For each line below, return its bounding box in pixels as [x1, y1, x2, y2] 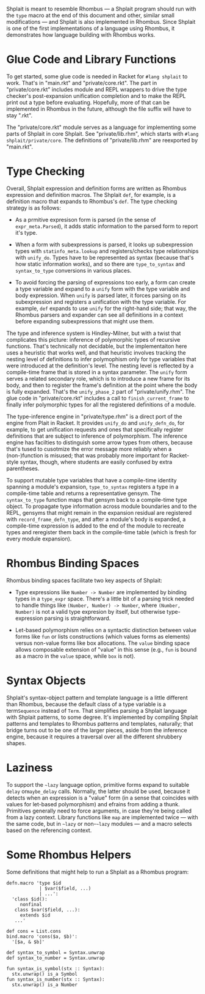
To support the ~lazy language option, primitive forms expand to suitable [6, 781, 189, 788]
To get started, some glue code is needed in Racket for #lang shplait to [6, 73, 188, 80]
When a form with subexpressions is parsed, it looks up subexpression [15, 241, 193, 248]
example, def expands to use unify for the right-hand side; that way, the [15, 304, 197, 312]
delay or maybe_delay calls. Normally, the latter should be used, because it [6, 787, 190, 795]
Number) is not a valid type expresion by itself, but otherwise [15, 608, 166, 615]
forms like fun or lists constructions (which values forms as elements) [15, 633, 190, 640]
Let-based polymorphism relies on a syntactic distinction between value [15, 626, 197, 633]
